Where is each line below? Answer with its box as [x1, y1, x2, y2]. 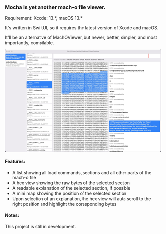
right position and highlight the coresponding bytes [12, 201, 117, 207]
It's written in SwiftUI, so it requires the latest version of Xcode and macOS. [5, 25, 159, 31]
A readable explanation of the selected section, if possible [12, 185, 131, 191]
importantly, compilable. [5, 40, 54, 46]
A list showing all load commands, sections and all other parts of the [12, 169, 152, 175]
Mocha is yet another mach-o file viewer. [5, 4, 106, 11]
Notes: [5, 212, 20, 218]
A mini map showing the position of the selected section [12, 190, 127, 196]
